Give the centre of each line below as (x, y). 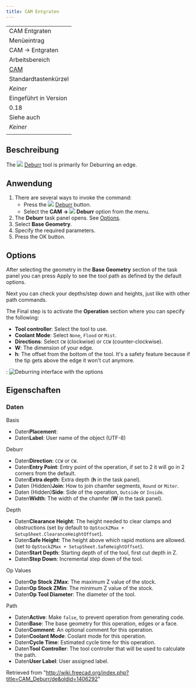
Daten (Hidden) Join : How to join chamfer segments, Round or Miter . (97, 485)
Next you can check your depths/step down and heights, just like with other (98, 294)
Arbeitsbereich (30, 60)
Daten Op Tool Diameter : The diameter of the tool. (75, 594)
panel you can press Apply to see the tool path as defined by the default (94, 276)
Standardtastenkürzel (39, 79)
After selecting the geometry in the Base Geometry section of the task (92, 270)
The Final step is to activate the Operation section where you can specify (95, 311)
